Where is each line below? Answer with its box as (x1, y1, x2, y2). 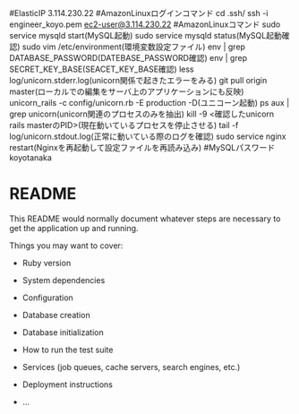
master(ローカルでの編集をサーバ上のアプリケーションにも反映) (9, 86, 244, 97)
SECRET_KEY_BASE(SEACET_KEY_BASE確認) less (9, 64, 194, 74)
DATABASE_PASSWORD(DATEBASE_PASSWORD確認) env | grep (9, 53, 248, 63)
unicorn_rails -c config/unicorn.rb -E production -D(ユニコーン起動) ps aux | (9, 98, 290, 108)
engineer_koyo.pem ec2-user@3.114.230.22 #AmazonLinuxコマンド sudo (9, 19, 281, 30)
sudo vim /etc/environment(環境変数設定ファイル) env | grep (21, 41, 246, 52)
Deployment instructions (21, 379, 114, 390)
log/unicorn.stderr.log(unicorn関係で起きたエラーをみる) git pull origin (9, 75, 268, 85)
